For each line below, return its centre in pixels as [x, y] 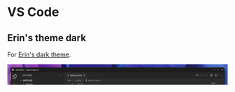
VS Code [33, 12]
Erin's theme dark [47, 38]
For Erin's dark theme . [39, 54]
